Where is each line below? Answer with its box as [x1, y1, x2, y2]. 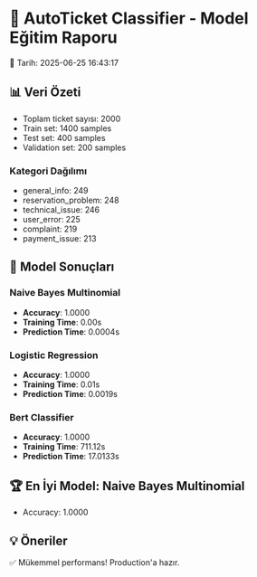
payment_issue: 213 [22, 233, 97, 244]
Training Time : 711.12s [22, 441, 106, 452]
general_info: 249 [22, 185, 89, 196]
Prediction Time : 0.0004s [22, 326, 120, 337]
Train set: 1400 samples [22, 122, 112, 134]
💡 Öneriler [9, 533, 68, 548]
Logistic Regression [9, 348, 99, 361]
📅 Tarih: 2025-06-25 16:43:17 [9, 57, 119, 68]
